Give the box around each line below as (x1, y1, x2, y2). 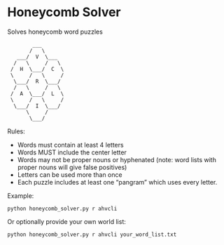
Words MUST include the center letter (17, 148, 127, 157)
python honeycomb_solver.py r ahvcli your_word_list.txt (7, 231, 177, 238)
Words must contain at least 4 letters (17, 140, 124, 149)
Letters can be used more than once (17, 170, 122, 179)
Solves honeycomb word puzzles (7, 27, 103, 36)
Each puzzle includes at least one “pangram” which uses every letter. (17, 178, 218, 186)
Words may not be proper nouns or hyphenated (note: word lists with (17, 155, 217, 164)
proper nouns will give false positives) (17, 163, 127, 171)
